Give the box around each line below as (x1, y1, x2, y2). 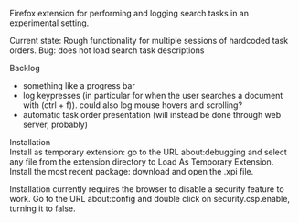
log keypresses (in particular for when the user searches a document (22, 90, 283, 101)
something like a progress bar (22, 80, 135, 90)
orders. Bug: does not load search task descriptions (9, 45, 205, 56)
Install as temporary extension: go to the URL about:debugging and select (9, 146, 288, 157)
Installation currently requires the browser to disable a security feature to (9, 184, 285, 195)
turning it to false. (9, 203, 76, 214)
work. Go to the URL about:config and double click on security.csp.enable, (9, 194, 291, 204)
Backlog (9, 63, 41, 73)
